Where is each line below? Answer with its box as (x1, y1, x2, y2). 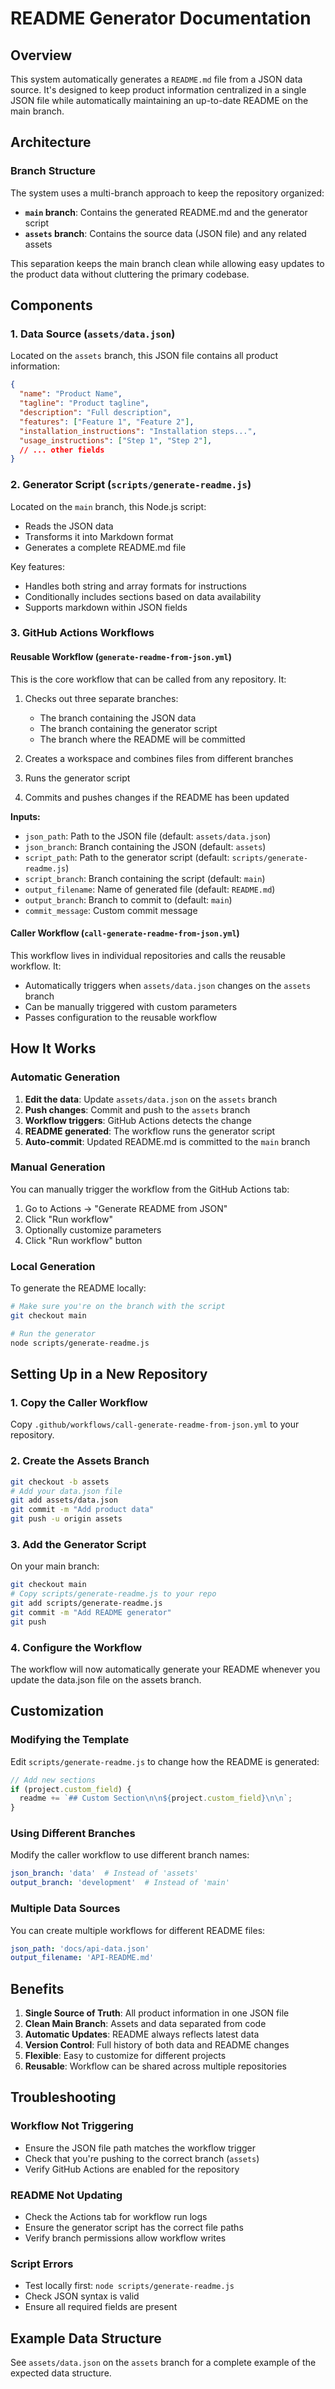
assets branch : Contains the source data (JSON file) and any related (24, 227, 307, 239)
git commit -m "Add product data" (10, 1505, 155, 1515)
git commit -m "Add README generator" (10, 1607, 172, 1617)
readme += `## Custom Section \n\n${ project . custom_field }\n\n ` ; (19, 1793, 293, 1804)
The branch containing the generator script (39, 722, 218, 734)
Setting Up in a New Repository (10, 1366, 208, 1383)
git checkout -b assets (10, 1477, 110, 1487)
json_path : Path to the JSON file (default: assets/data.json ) (24, 830, 272, 842)
